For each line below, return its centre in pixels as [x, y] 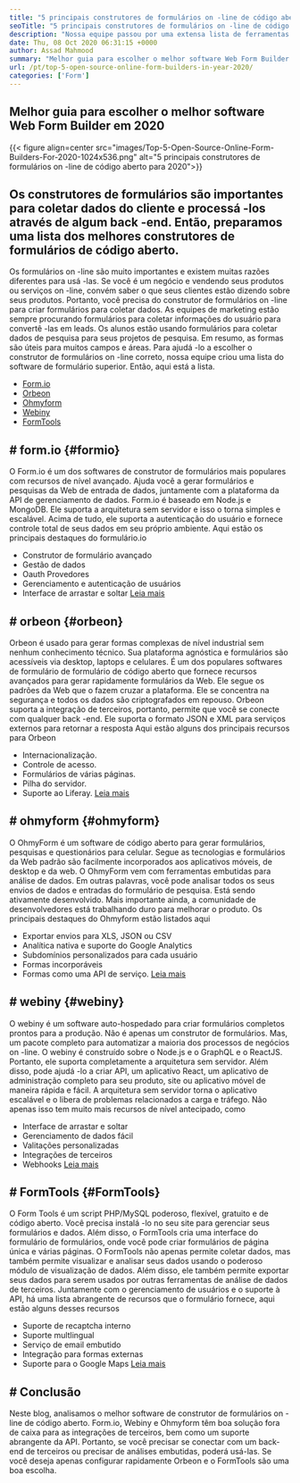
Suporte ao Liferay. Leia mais [75, 793]
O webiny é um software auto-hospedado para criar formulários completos [147, 1023]
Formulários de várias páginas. [79, 774]
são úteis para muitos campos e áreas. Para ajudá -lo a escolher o [131, 348]
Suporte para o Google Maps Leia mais [94, 1364]
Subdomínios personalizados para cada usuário [110, 955]
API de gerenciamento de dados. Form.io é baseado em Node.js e [130, 500]
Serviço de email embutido [71, 1345]
